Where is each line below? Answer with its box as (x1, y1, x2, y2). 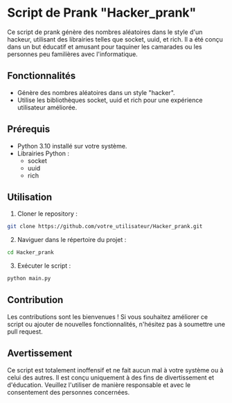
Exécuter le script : (17, 261, 71, 270)
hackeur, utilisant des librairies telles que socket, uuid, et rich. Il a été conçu (7, 35, 224, 43)
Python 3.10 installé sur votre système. (17, 142, 127, 150)
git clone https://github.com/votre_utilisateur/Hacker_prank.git (7, 223, 203, 230)
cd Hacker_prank (7, 249, 54, 256)
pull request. (7, 327, 43, 336)
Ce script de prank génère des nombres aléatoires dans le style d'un (7, 28, 203, 36)
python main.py (7, 275, 51, 282)
